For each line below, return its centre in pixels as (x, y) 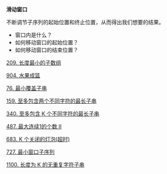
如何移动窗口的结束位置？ (47, 50)
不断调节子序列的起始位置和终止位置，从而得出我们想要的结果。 (85, 22)
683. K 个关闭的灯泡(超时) (38, 139)
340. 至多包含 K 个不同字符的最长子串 (53, 114)
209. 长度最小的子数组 (34, 63)
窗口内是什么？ (33, 35)
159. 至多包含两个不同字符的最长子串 (52, 101)
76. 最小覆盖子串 (26, 88)
